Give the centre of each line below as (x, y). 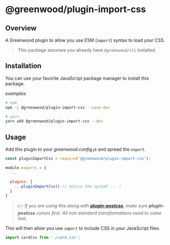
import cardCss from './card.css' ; (43, 238)
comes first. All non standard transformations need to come (99, 213)
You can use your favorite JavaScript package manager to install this (77, 78)
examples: (16, 93)
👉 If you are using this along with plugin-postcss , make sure (83, 206)
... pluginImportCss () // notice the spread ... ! (68, 186)
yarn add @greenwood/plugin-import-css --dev (54, 121)
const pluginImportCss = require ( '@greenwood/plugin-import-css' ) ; (78, 159)
